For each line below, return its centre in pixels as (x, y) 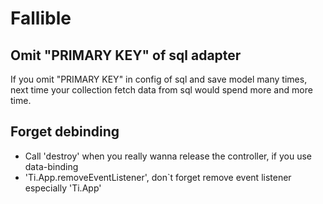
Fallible (41, 18)
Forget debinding (65, 132)
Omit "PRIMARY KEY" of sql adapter (126, 55)
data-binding (51, 166)
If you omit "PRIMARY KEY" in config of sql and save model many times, (159, 79)
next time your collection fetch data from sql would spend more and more (161, 90)
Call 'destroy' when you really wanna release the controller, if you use (168, 156)
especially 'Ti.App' (63, 188)
